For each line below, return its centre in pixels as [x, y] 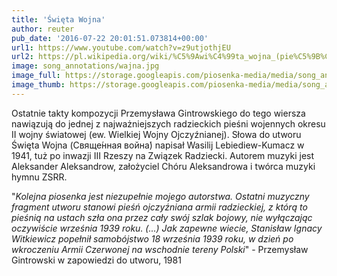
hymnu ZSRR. [39, 177]
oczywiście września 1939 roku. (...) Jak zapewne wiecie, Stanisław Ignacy [167, 228]
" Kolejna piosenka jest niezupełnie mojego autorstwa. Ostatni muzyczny [160, 196]
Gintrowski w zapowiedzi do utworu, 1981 [96, 260]
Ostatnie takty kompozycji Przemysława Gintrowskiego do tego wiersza [158, 113]
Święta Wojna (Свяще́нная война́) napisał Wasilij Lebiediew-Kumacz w [158, 145]
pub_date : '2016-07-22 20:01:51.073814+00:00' [110, 38]
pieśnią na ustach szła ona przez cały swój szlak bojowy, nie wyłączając [162, 217]
